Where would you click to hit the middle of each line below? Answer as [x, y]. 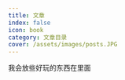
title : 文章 [26, 15]
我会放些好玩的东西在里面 [50, 68]
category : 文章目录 [38, 37]
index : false [29, 23]
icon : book [26, 30]
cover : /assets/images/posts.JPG [63, 45]
